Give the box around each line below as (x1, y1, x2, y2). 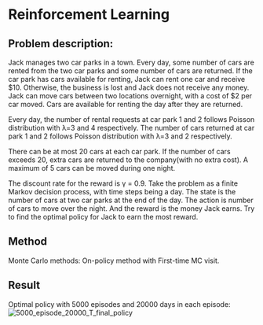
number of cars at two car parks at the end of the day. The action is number (8, 195, 254, 205)
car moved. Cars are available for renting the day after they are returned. (8, 100, 243, 109)
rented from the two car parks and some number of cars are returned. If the (8, 66, 254, 76)
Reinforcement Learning (8, 6, 170, 24)
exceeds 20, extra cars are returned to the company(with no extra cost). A (8, 155, 249, 164)
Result (8, 279, 41, 292)
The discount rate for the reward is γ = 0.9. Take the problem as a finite (8, 179, 238, 188)
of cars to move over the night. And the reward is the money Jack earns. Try (8, 204, 255, 213)
